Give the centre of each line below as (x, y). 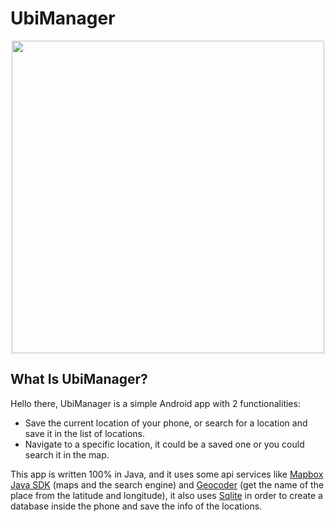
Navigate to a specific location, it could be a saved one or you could (164, 444)
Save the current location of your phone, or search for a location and (166, 423)
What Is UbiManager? (79, 379)
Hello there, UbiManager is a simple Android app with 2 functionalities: (155, 403)
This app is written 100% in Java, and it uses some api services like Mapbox (167, 474)
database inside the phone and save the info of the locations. (136, 506)
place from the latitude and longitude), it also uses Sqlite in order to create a (166, 495)
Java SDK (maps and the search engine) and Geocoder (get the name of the (167, 484)
